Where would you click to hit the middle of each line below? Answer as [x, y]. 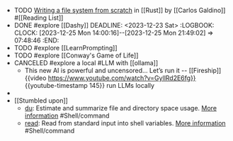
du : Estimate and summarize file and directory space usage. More [121, 108]
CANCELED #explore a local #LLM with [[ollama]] [86, 63]
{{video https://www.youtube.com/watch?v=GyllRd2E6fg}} [110, 78]
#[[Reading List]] [39, 18]
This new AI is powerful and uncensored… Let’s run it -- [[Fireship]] [123, 70]
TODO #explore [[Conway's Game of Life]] [76, 55]
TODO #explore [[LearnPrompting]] [66, 48]
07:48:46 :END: [36, 40]
